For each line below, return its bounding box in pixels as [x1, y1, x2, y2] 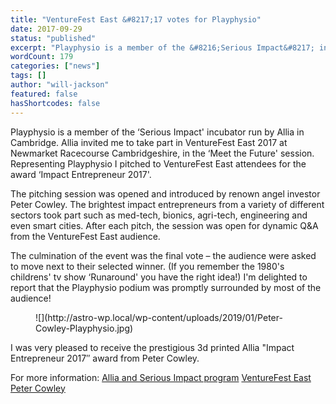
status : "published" [10, 33, 97, 43]
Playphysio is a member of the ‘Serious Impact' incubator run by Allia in [10, 126, 305, 138]
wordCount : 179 [10, 52, 74, 62]
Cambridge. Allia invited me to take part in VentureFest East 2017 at [10, 136, 288, 148]
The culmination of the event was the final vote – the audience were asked [10, 249, 317, 261]
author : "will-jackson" [10, 80, 110, 90]
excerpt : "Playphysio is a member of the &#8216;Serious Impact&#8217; [10, 42, 315, 53]
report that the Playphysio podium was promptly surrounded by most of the [10, 281, 322, 293]
